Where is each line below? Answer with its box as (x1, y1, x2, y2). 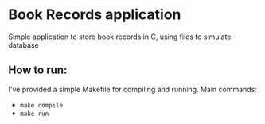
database (8, 40, 40, 49)
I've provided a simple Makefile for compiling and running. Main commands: (8, 84, 257, 94)
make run (19, 110, 49, 118)
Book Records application (8, 6, 181, 24)
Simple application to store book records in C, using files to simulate (8, 32, 232, 41)
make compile (19, 101, 64, 109)
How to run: (8, 64, 68, 77)
